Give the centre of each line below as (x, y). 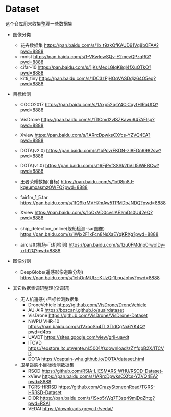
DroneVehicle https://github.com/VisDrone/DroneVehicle (87, 305)
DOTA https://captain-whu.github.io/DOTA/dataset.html (86, 359)
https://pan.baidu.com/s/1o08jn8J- (97, 181)
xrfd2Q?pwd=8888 (40, 250)
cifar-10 (28, 67)
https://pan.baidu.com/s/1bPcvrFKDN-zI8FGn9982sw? (104, 150)
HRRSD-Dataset (45, 392)
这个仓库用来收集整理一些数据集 (39, 23)
